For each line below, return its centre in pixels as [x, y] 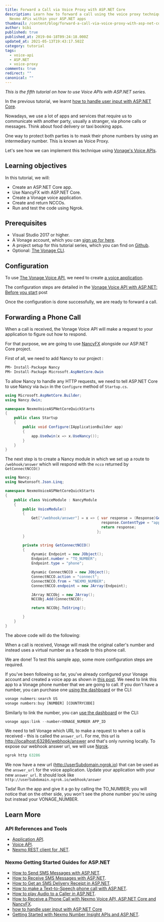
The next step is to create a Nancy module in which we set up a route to [77, 459]
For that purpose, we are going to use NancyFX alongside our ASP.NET [77, 344]
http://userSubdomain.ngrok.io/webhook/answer [53, 780]
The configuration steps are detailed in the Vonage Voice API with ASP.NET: [81, 287]
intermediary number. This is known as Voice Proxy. [57, 141]
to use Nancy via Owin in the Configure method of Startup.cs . [67, 386]
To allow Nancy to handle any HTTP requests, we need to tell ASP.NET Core [81, 381]
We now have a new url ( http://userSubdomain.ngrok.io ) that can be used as [82, 765]
